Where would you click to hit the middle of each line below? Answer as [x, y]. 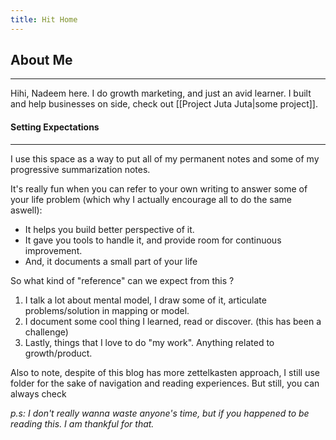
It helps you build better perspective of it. [109, 229]
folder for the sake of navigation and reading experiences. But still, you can [165, 383]
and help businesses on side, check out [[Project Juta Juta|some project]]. [164, 104]
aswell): [26, 210]
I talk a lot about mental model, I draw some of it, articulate [145, 300]
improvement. [53, 250]
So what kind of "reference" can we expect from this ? [122, 280]
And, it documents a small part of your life [111, 261]
